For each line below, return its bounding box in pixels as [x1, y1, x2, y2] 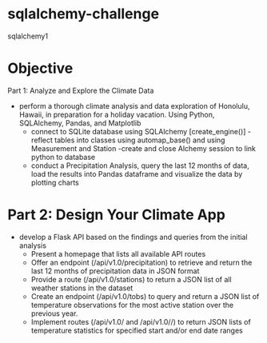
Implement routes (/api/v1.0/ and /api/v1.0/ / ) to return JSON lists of [30, 317, 251, 326]
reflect [30, 135, 54, 145]
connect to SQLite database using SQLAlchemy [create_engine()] [30, 126, 246, 136]
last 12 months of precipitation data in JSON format [30, 265, 200, 276]
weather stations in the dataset [30, 283, 133, 293]
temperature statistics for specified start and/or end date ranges [30, 325, 243, 335]
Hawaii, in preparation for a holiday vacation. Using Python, [18, 110, 215, 119]
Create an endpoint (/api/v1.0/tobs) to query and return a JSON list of [30, 291, 260, 301]
